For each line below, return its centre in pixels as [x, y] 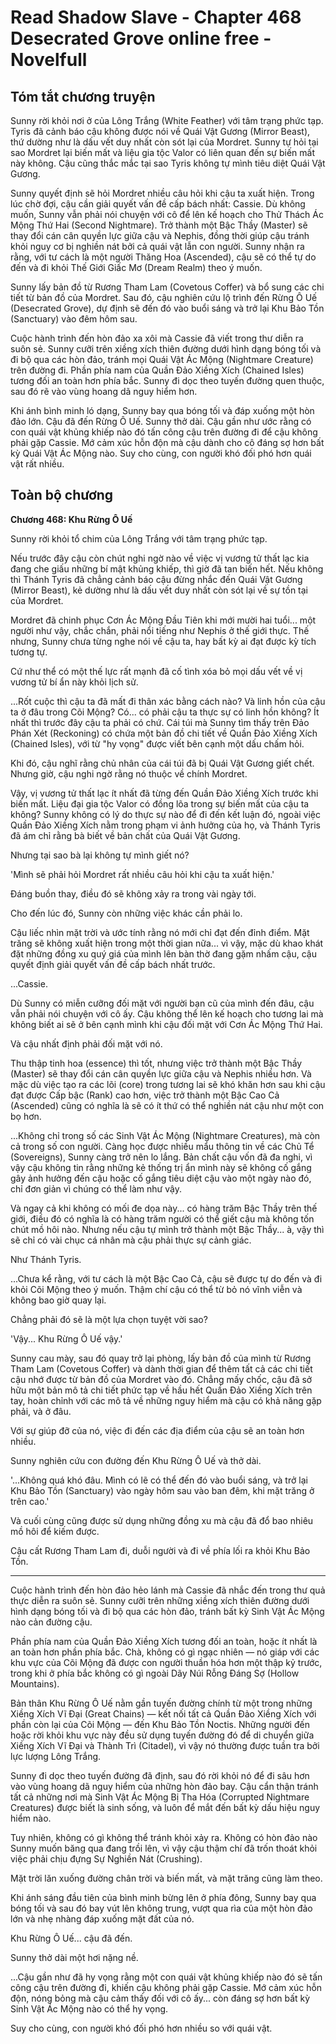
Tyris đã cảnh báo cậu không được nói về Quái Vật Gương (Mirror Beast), [160, 131]
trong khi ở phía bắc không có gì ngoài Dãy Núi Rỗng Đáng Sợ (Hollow [155, 1673]
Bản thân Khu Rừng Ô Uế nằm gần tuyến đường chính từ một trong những [161, 1703]
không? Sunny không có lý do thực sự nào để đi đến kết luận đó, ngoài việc [166, 814]
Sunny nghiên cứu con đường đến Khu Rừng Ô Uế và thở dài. [136, 1460]
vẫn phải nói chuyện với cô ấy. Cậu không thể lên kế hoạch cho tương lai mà [167, 1013]
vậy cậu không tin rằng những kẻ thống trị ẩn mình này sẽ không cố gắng [161, 1167]
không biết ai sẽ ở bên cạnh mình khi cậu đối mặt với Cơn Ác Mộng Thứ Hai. [166, 1024]
